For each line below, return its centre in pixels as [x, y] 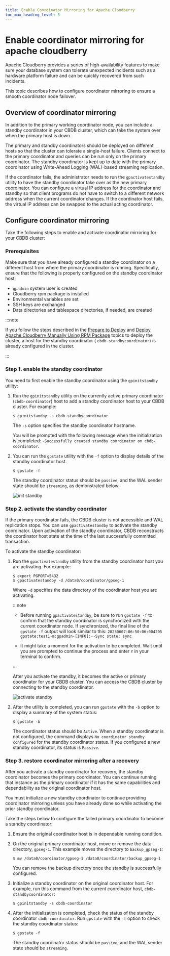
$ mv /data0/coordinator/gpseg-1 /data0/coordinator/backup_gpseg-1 [87, 859]
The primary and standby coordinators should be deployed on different [79, 145]
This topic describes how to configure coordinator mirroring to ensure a [80, 91]
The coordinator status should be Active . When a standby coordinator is [88, 731]
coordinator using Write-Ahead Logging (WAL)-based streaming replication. [84, 167]
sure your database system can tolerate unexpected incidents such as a [80, 70]
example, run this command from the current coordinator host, [78, 889]
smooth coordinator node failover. [41, 96]
